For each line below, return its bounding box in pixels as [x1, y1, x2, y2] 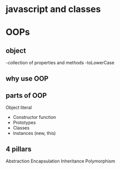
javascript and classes [5, 4, 101, 15]
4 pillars [5, 144, 31, 153]
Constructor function [12, 114, 56, 120]
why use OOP [5, 74, 49, 83]
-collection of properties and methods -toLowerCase [5, 60, 114, 66]
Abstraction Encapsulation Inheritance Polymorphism [5, 158, 115, 164]
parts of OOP [5, 91, 47, 100]
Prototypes [12, 119, 36, 126]
